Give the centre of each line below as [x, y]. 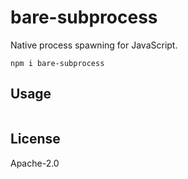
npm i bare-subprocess [57, 63]
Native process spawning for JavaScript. [94, 45]
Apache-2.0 [35, 163]
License [35, 139]
